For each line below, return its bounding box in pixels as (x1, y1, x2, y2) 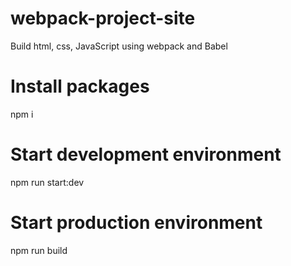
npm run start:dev (10, 176, 85, 188)
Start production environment (10, 212, 263, 234)
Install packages (10, 75, 150, 98)
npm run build (10, 244, 68, 256)
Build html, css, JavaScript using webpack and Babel (10, 40, 228, 52)
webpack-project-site (10, 7, 196, 30)
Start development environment (10, 143, 282, 166)
